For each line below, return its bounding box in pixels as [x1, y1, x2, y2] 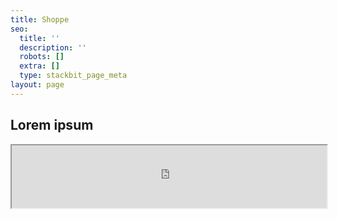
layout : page [10, 80, 65, 90]
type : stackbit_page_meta [19, 71, 128, 81]
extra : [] [19, 61, 60, 71]
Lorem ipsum [10, 117, 94, 134]
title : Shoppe [10, 14, 70, 25]
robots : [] [19, 52, 65, 62]
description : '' [19, 42, 87, 53]
